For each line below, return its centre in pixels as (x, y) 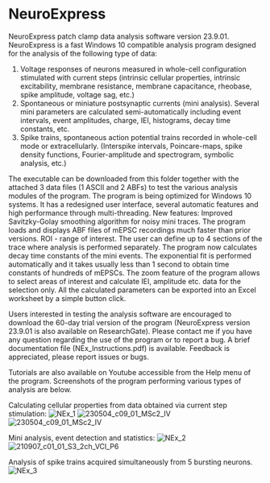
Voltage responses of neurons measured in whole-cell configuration (133, 68)
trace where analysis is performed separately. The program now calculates (133, 247)
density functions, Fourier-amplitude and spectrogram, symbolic (127, 155)
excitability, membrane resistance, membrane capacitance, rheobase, (136, 86)
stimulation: (27, 413)
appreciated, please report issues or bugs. (79, 357)
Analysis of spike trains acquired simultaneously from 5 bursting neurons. (131, 462)
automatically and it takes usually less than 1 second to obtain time (119, 264)
